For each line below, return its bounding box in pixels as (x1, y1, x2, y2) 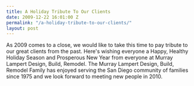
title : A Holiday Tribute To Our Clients (6, 8, 111, 15)
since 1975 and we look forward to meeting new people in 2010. (6, 73, 163, 80)
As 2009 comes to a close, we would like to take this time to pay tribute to (6, 42, 188, 49)
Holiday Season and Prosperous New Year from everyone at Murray (6, 54, 173, 61)
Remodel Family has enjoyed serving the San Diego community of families (6, 66, 189, 74)
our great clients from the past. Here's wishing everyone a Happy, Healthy (6, 48, 189, 55)
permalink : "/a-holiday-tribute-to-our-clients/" (6, 20, 133, 26)
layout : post (6, 25, 39, 31)
